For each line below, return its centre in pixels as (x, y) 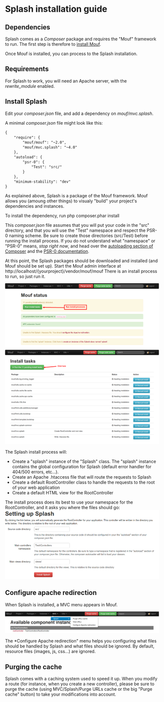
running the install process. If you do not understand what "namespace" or (80, 241)
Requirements (27, 69)
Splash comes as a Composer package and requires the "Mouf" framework (81, 39)
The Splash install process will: (36, 452)
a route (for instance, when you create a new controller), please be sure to (80, 684)
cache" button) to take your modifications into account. (61, 694)
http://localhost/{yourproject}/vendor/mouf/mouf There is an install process (81, 271)
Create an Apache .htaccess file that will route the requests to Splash (82, 477)
